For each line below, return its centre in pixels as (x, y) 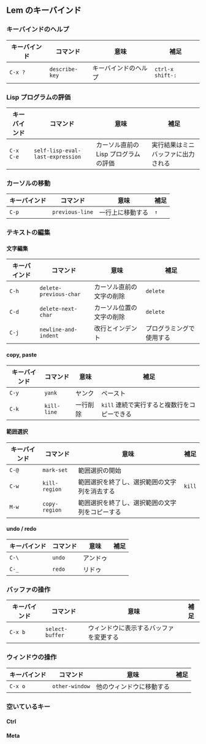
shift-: (166, 75)
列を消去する (97, 491)
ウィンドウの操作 (32, 657)
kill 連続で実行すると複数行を (145, 405)
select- (56, 629)
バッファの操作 (29, 589)
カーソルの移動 (29, 183)
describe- (64, 69)
